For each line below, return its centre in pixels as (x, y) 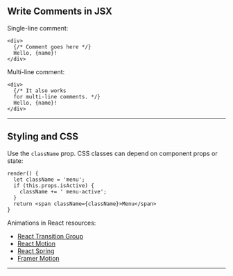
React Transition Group (50, 236)
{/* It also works (40, 90)
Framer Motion (38, 258)
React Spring (36, 251)
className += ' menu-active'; (63, 191)
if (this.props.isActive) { (54, 186)
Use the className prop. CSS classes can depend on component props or (112, 153)
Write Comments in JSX (60, 11)
